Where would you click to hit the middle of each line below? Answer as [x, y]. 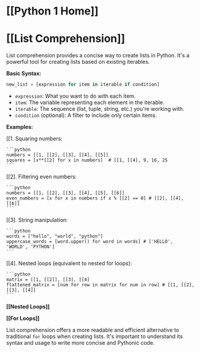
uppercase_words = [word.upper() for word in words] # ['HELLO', [89, 242]
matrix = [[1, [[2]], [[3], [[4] [48, 280]
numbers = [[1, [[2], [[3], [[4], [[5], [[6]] [65, 193]
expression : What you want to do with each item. [75, 96]
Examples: [20, 127]
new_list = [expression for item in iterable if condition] [83, 85]
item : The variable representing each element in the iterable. [89, 102]
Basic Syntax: [24, 74]
